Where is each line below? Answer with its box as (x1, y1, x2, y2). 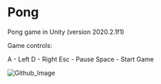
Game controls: (7, 41, 53, 49)
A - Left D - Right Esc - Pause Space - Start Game (7, 54, 155, 64)
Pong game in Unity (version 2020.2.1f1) (7, 28, 125, 36)
